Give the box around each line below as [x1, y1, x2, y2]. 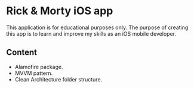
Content [6, 48, 38, 58]
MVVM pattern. [14, 70, 53, 77]
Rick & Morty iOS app [6, 4, 113, 18]
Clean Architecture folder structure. [14, 76, 103, 83]
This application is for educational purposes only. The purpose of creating [6, 24, 189, 31]
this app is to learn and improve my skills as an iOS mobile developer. [6, 30, 176, 37]
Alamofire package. [14, 63, 63, 70]
